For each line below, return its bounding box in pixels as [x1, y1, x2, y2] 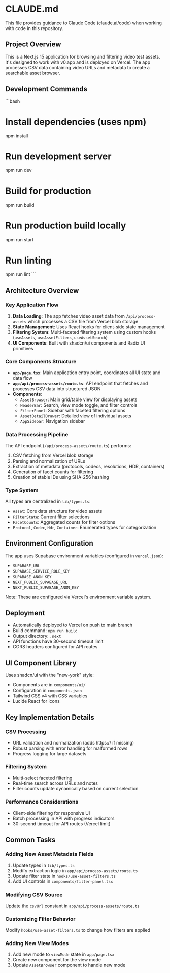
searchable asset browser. [5, 70, 61, 76]
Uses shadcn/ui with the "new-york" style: [5, 672, 94, 678]
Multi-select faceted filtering [12, 775, 73, 781]
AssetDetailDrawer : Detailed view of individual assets [20, 413, 132, 419]
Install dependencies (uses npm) [5, 116, 147, 127]
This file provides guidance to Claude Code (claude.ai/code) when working [5, 20, 162, 26]
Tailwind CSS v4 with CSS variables [12, 693, 88, 699]
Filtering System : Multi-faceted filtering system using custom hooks [12, 329, 156, 335]
